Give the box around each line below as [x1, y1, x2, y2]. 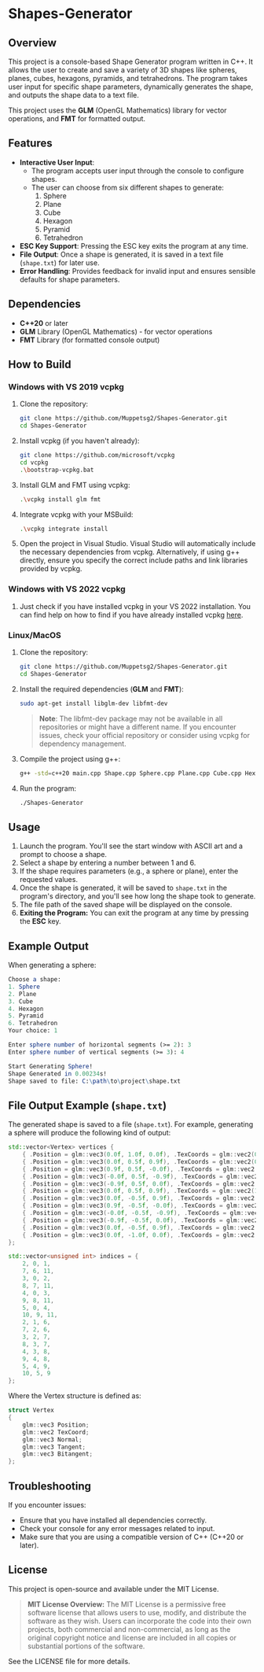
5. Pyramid [8, 1012, 44, 1020]
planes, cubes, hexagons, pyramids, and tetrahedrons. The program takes [8, 74, 247, 83]
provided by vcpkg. [19, 564, 82, 574]
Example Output [8, 939, 89, 953]
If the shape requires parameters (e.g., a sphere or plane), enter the [19, 866, 239, 876]
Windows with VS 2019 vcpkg [8, 381, 124, 392]
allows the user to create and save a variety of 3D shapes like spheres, [8, 65, 237, 75]
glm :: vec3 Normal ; [22, 1435, 82, 1444]
